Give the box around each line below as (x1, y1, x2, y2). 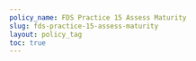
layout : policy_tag (9, 30, 83, 39)
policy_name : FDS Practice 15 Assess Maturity (9, 13, 187, 22)
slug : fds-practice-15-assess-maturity (9, 22, 159, 30)
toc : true (9, 38, 47, 48)
